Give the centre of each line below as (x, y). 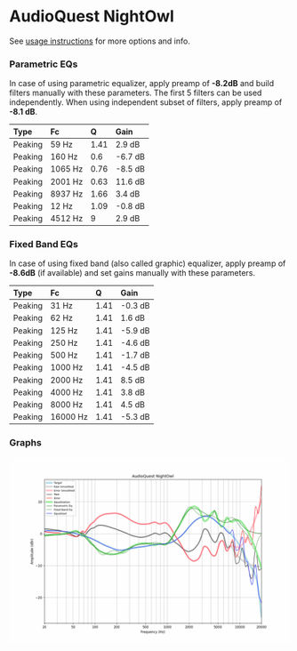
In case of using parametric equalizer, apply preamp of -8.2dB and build (142, 84)
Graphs (25, 442)
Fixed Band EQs (44, 244)
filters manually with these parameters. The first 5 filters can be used (136, 93)
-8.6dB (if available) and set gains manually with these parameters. (132, 273)
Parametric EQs (44, 64)
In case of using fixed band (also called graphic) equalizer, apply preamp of (148, 263)
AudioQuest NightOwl (92, 16)
